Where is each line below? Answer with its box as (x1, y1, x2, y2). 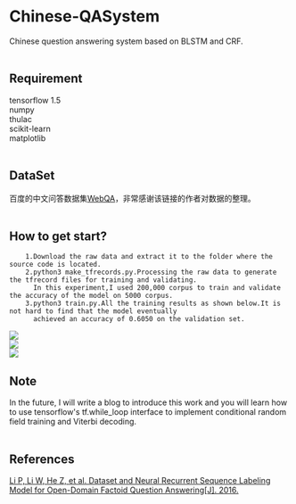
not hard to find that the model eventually (9, 307, 177, 316)
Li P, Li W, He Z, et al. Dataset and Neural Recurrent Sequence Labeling (9, 475, 271, 485)
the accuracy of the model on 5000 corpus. (9, 292, 174, 301)
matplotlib (9, 132, 46, 144)
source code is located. (9, 260, 102, 269)
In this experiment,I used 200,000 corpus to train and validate (32, 284, 281, 293)
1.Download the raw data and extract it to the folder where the (25, 252, 274, 261)
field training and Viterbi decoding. (9, 417, 136, 427)
